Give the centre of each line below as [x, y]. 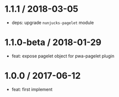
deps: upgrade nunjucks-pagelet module [53, 23]
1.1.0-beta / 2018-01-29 [53, 42]
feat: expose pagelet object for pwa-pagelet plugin [63, 56]
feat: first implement [32, 89]
